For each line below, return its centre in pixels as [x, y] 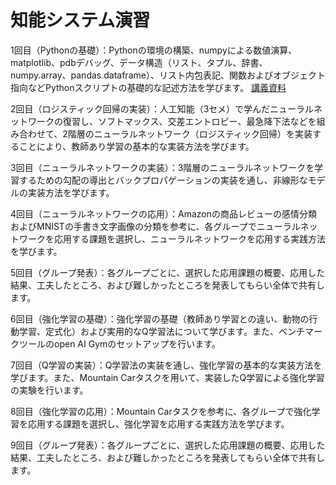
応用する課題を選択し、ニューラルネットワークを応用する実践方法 [189, 238]
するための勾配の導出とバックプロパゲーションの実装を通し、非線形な [163, 180]
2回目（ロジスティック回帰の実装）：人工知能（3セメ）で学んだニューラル [162, 108]
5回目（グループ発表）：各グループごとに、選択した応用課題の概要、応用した [168, 272]
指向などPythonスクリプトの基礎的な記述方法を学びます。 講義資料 [148, 87]
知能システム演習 [80, 20]
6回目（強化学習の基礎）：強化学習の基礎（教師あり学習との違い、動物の [160, 318]
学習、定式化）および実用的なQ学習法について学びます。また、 [148, 331]
